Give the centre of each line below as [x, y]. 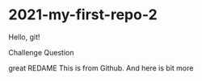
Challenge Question [41, 52]
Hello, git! [24, 37]
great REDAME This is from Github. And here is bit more [101, 68]
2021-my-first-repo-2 [83, 15]
